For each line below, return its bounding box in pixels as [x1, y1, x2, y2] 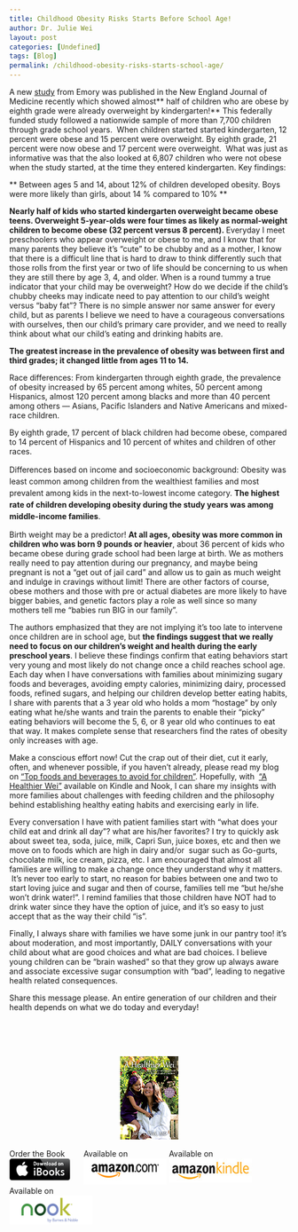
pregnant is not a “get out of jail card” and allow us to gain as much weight [9, 567, 281, 577]
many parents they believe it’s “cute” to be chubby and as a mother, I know [9, 244, 282, 254]
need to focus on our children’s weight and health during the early [9, 641, 258, 652]
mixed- [261, 400, 288, 411]
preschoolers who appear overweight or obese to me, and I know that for [9, 234, 277, 244]
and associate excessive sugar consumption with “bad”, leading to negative [9, 966, 286, 976]
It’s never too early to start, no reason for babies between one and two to [11, 873, 278, 883]
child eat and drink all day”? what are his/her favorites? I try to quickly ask [9, 826, 279, 836]
